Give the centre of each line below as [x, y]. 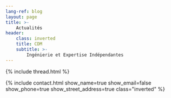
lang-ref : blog [24, 11]
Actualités [29, 28]
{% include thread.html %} [37, 71]
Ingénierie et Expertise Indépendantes [75, 55]
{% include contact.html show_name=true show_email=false [78, 83]
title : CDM [29, 44]
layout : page [21, 17]
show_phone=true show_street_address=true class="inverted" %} [85, 89]
